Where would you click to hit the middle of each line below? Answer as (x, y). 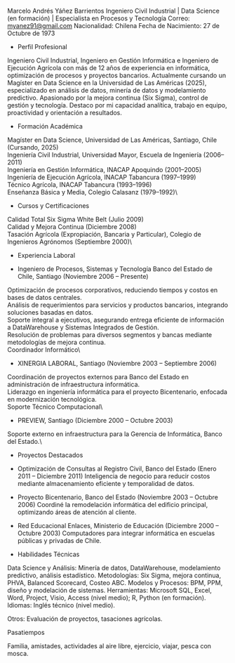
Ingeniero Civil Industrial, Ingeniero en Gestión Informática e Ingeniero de (113, 60)
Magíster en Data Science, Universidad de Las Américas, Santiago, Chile (112, 140)
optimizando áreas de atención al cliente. (77, 512)
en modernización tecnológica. (52, 399)
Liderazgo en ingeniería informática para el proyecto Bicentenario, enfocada (117, 392)
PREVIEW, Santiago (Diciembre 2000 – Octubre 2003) (95, 420)
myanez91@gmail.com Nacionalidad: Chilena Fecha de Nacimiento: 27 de (113, 26)
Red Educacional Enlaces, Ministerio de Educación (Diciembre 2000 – (118, 526)
